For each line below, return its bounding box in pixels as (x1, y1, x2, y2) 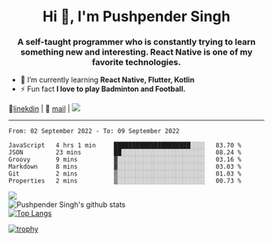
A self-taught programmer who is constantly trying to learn (17, 37, 256, 48)
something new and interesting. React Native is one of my (19, 46, 253, 58)
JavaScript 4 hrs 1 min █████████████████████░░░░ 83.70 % (8, 141, 242, 149)
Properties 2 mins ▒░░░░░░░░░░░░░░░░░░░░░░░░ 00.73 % (8, 177, 242, 185)
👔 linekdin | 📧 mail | (8, 104, 71, 114)
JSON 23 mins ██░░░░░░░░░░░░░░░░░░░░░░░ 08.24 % (8, 149, 242, 157)
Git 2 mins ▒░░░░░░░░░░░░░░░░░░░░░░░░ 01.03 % (8, 170, 242, 178)
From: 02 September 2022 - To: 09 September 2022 (8, 127, 180, 136)
